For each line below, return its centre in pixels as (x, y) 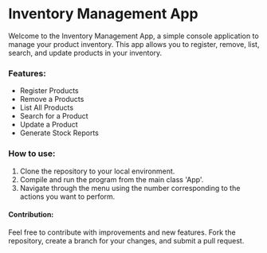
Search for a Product (54, 116)
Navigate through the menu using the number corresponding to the (130, 188)
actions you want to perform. (67, 197)
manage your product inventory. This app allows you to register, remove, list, (134, 44)
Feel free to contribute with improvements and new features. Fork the (122, 232)
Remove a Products (52, 99)
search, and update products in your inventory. (85, 53)
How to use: (32, 154)
